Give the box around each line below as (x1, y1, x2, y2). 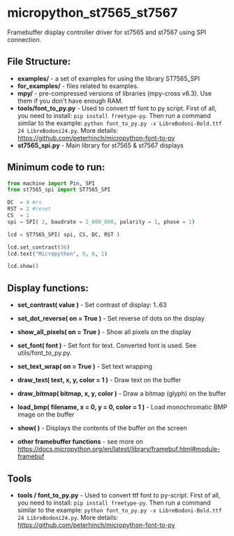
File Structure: (7, 56, 71, 68)
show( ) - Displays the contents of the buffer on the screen (17, 424, 187, 433)
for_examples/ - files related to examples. (17, 82, 139, 90)
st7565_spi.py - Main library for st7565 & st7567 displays (17, 141, 184, 150)
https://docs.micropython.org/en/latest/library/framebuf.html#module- (17, 445, 221, 454)
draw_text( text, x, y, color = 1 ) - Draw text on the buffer (17, 376, 182, 384)
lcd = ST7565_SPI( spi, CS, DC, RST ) (7, 231, 120, 238)
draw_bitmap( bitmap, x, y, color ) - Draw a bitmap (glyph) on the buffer (17, 389, 226, 398)
